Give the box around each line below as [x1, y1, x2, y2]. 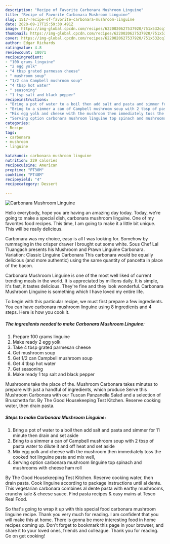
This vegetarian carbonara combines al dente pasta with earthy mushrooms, [5, 485, 164, 492]
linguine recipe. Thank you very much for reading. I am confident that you [5, 512, 159, 518]
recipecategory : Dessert [5, 182, 58, 187]
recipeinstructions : [5, 97, 49, 102]
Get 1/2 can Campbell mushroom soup [12, 355, 93, 361]
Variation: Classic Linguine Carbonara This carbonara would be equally [5, 252, 153, 258]
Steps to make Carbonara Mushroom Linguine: [5, 414, 106, 420]
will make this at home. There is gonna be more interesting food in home [5, 517, 156, 523]
